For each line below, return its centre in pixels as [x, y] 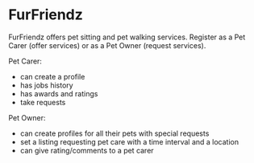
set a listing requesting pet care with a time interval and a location [129, 141]
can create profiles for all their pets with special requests [115, 133]
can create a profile [52, 76]
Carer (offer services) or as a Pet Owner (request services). [107, 45]
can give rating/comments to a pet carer [87, 150]
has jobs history [47, 85]
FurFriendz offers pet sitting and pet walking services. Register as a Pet [127, 37]
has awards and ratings [59, 93]
